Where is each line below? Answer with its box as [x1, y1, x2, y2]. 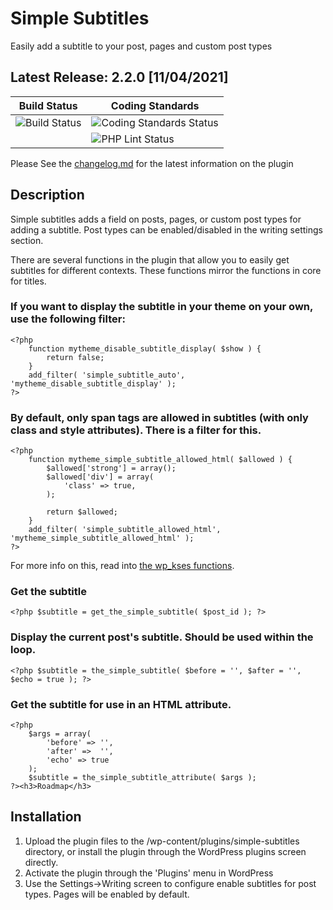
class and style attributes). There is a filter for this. [10, 423, 262, 437]
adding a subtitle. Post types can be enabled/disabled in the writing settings [10, 223, 323, 236]
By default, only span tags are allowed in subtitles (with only [10, 410, 309, 424]
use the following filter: [10, 312, 126, 326]
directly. [24, 856, 59, 868]
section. [10, 234, 44, 246]
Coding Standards [110, 98, 200, 112]
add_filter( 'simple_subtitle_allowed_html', [28, 525, 222, 535]
